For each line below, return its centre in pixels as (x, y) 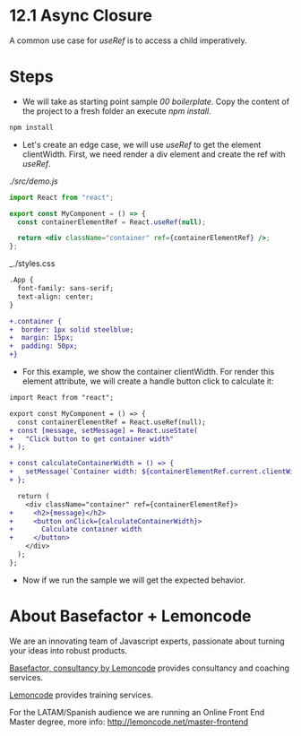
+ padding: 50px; (43, 346)
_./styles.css (32, 264)
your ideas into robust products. (69, 650)
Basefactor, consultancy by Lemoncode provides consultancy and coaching (149, 668)
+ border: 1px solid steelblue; (72, 329)
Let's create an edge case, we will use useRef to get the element (142, 144)
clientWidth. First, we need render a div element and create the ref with (154, 154)
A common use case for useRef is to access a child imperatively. (129, 40)
